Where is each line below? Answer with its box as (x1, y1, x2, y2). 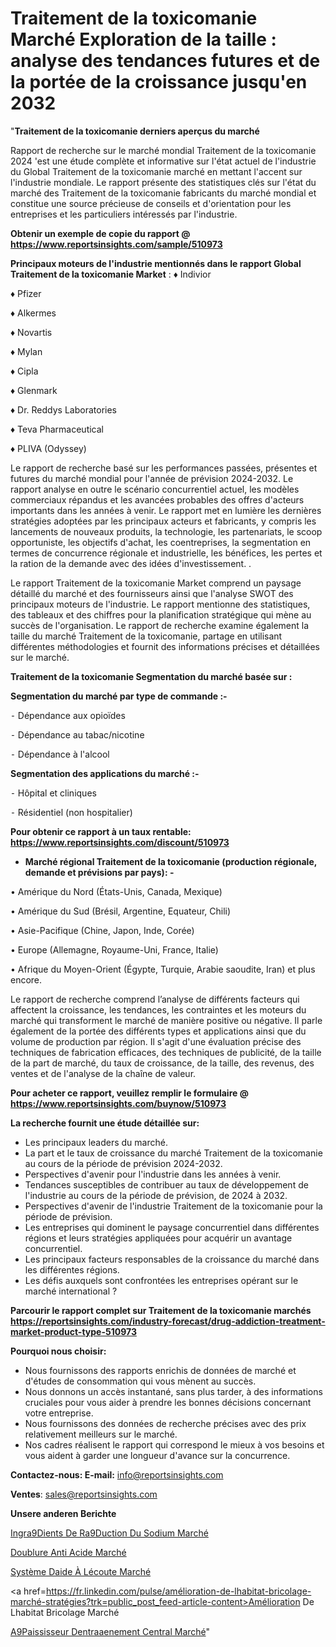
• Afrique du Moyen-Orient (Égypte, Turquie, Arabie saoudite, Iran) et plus (10, 963, 316, 975)
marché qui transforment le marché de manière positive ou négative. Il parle (10, 1014, 323, 1026)
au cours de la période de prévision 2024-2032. (24, 1157, 223, 1169)
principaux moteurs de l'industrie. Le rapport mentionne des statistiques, (10, 598, 311, 610)
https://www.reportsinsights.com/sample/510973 (10, 238, 223, 250)
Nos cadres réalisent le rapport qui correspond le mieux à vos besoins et (24, 1438, 325, 1451)
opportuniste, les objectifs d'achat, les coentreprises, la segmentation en (10, 536, 312, 548)
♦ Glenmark (10, 384, 58, 396)
